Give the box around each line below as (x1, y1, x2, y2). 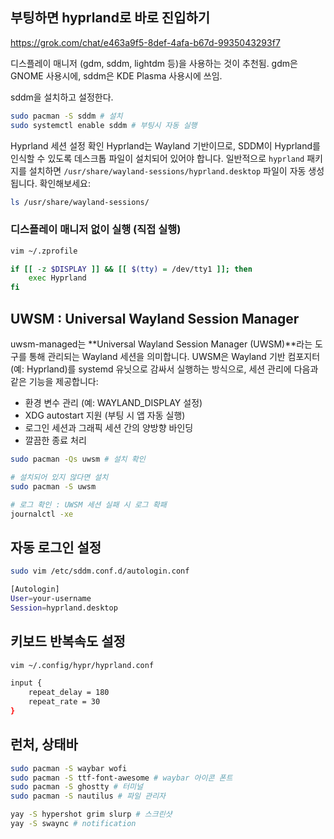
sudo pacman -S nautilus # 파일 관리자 (10, 791, 167, 802)
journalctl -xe (10, 509, 74, 519)
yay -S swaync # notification (10, 819, 137, 829)
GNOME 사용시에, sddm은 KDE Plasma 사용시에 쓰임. (10, 69, 223, 82)
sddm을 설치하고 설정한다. (10, 91, 114, 103)
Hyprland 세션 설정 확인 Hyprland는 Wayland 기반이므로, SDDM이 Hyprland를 (10, 139, 321, 152)
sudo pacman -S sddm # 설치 (10, 111, 123, 121)
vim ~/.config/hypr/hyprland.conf (10, 660, 155, 670)
